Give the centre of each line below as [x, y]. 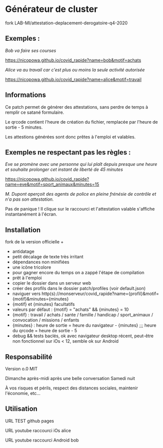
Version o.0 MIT [22, 369]
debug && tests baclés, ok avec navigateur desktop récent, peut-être [83, 336]
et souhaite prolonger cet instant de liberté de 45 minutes [64, 169]
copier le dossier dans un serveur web [52, 283]
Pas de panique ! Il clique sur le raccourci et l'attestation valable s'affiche [80, 209]
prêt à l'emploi [27, 278]
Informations [26, 95]
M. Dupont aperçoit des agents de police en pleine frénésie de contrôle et [81, 194]
